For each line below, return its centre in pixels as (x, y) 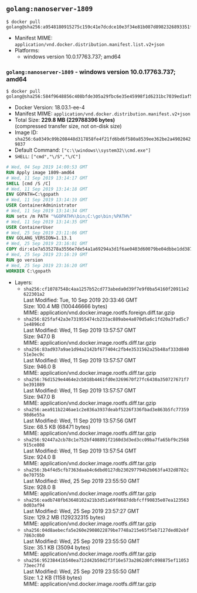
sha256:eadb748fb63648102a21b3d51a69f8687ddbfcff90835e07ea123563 (106, 500)
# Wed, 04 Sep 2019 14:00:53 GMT (47, 167)
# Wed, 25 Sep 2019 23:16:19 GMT (47, 255)
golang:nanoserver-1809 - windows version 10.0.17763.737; (91, 72)
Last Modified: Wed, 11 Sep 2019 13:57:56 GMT (80, 421)
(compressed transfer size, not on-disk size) (68, 126)
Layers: (23, 282)
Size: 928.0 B (39, 487)
